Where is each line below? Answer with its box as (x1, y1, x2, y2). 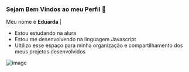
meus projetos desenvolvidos (14, 48, 86, 55)
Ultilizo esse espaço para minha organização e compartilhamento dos (14, 42, 183, 49)
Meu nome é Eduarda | (6, 19, 62, 26)
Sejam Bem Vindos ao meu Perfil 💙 (6, 5, 106, 13)
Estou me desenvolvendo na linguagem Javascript (14, 36, 136, 43)
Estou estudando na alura (14, 30, 77, 37)
